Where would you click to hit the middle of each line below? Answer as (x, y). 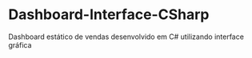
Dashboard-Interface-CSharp (109, 15)
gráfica (20, 44)
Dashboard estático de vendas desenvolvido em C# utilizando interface (126, 37)
